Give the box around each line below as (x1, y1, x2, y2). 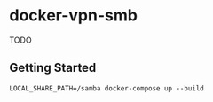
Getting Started (9, 60, 97, 75)
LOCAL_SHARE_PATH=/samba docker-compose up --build (9, 83, 204, 93)
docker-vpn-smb (9, 5, 138, 26)
